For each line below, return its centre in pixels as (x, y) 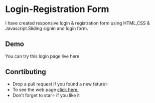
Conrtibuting (26, 72)
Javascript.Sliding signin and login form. (47, 28)
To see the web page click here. (45, 89)
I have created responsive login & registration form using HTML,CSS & (77, 23)
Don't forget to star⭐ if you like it (46, 95)
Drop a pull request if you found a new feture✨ (61, 84)
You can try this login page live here (42, 56)
